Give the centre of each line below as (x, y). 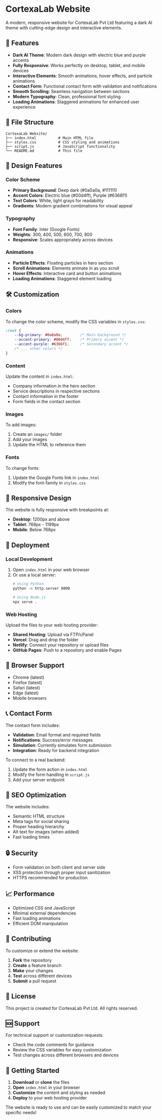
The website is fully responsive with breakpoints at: (57, 510)
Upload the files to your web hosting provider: (52, 625)
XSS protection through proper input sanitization (61, 872)
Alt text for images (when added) (46, 832)
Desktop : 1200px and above (41, 519)
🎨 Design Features (34, 166)
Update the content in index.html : (40, 377)
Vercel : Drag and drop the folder (46, 640)
